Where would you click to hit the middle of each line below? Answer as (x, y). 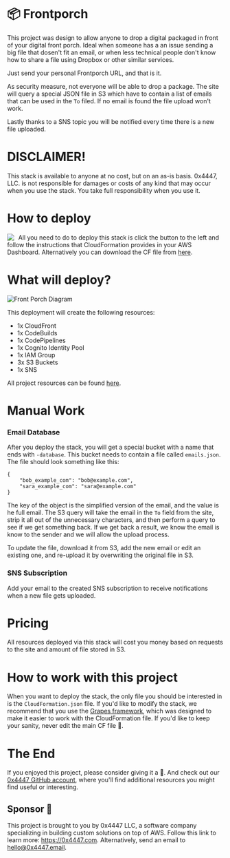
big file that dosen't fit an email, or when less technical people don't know (112, 52)
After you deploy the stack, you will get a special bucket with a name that (111, 447)
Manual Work (46, 410)
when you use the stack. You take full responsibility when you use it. (104, 190)
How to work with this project (93, 677)
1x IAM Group (36, 355)
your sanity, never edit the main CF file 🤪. (65, 726)
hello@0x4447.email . (37, 848)
